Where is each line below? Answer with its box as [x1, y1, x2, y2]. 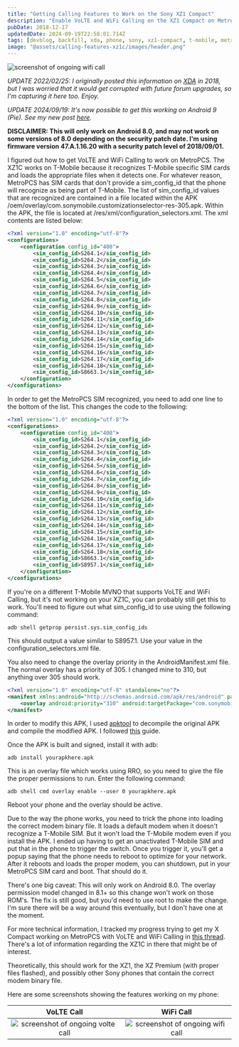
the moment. [7, 911, 45, 920]
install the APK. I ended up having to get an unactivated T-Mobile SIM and [7, 837, 224, 846]
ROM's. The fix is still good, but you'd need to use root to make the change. [7, 896, 229, 905]
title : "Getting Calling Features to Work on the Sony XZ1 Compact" [7, 10, 215, 18]
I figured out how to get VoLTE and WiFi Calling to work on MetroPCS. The [7, 156, 225, 164]
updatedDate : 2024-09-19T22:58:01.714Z [7, 30, 126, 38]
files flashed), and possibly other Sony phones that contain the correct [7, 969, 215, 977]
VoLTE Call [46, 1007, 83, 1017]
